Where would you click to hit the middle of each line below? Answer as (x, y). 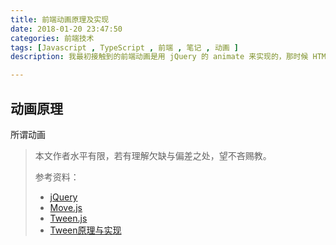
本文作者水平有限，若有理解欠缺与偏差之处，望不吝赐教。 (153, 155)
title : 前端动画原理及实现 (60, 19)
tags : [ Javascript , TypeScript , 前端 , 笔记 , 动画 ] (124, 47)
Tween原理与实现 (85, 230)
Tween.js (68, 218)
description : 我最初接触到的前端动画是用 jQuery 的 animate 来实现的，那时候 (159, 57)
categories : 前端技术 (52, 38)
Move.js (66, 207)
